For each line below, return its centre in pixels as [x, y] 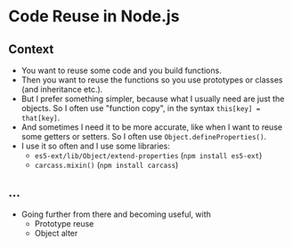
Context [31, 49]
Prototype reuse [64, 223]
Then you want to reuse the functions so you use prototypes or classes [152, 80]
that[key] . [41, 118]
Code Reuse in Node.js [94, 16]
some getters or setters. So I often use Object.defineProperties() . [144, 136]
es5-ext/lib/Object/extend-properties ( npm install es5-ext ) [148, 155]
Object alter [56, 233]
